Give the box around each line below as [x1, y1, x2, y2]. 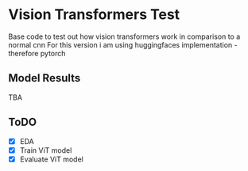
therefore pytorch [8, 48, 66, 58]
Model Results [8, 71, 81, 85]
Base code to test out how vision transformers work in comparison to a [8, 32, 241, 41]
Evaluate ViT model [19, 154, 83, 164]
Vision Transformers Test [8, 6, 180, 24]
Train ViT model [19, 145, 72, 155]
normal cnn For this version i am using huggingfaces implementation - [8, 40, 238, 49]
